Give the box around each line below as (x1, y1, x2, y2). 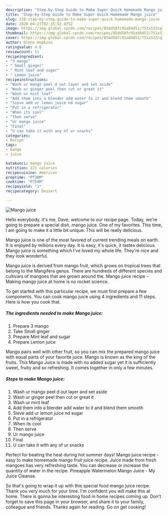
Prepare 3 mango (12, 323, 49, 329)
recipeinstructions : (5, 77, 49, 82)
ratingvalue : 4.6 (5, 45, 42, 50)
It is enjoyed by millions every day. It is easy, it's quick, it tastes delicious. (5, 242, 156, 248)
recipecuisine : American (5, 170, 57, 175)
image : (5, 26, 19, 31)
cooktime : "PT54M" (5, 179, 44, 184)
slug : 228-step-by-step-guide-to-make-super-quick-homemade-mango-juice (5, 17, 160, 22)
